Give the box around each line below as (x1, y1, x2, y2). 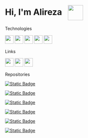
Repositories (5, 71, 30, 77)
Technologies (5, 26, 32, 31)
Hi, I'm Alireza (5, 6, 62, 17)
